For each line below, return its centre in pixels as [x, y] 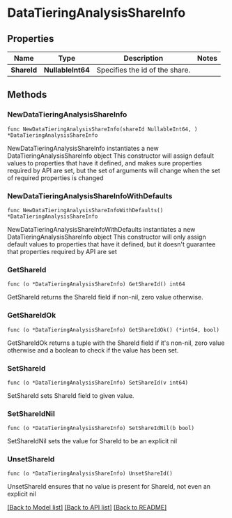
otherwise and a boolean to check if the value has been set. [93, 350]
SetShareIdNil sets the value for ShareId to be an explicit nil [92, 441]
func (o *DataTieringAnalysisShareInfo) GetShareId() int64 [96, 284]
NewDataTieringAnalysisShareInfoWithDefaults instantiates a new [101, 229]
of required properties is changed [55, 178]
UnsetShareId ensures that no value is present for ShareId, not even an [109, 487]
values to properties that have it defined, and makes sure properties [105, 163]
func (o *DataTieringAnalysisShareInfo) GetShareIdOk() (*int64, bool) [113, 330]
